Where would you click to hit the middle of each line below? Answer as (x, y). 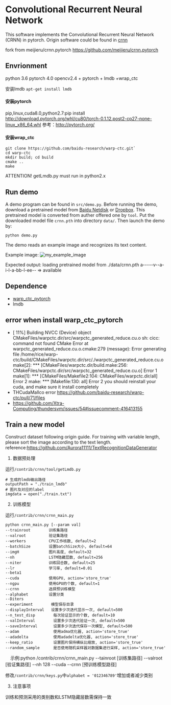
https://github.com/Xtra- (39, 403)
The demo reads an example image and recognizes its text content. (76, 245)
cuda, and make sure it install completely (56, 387)
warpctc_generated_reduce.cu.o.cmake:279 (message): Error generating (89, 348)
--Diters (15, 599)
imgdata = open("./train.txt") (39, 494)
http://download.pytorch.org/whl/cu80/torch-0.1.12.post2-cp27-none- (79, 118)
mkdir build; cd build (29, 158)
